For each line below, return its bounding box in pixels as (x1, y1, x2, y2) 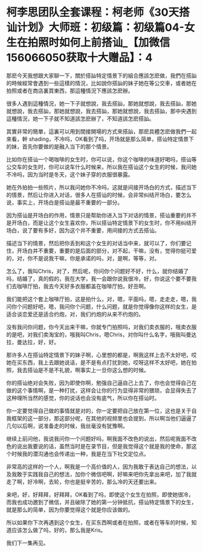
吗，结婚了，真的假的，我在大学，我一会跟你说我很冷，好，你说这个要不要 (6, 275, 192, 282)
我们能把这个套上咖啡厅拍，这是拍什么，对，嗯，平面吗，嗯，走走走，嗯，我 (6, 295, 197, 303)
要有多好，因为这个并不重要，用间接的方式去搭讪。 (32, 226, 160, 234)
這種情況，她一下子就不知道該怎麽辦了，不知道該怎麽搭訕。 (6, 115, 155, 122)
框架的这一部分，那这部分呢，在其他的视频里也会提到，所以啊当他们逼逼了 (11, 414, 197, 422)
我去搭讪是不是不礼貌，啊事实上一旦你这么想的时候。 (16, 366, 149, 373)
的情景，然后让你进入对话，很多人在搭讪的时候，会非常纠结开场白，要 (6, 191, 181, 198)
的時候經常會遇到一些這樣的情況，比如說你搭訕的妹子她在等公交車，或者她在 (6, 79, 197, 86)
